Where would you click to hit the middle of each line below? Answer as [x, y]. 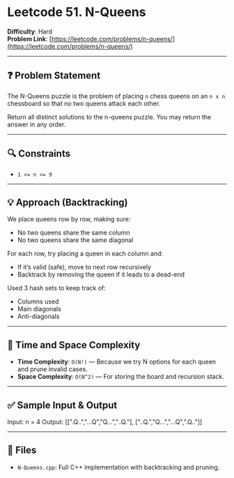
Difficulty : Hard [30, 31]
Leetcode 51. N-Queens [77, 12]
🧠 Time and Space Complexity [74, 345]
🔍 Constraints [39, 154]
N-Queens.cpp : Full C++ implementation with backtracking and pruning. [118, 467]
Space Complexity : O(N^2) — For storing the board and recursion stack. [120, 377]
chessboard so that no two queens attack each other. [84, 103]
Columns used [38, 301]
